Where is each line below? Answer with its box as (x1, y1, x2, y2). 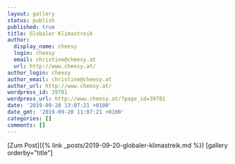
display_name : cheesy (13, 43, 78, 50)
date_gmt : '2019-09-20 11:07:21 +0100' (7, 108, 125, 115)
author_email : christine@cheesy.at (7, 75, 112, 83)
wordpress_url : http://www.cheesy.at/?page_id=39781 (7, 96, 166, 103)
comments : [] (7, 121, 46, 129)
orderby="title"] (7, 149, 53, 157)
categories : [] (7, 115, 52, 122)
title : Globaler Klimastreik (7, 30, 93, 37)
